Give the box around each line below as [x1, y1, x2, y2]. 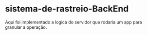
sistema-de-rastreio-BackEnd [5, 3, 129, 14]
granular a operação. [5, 24, 47, 30]
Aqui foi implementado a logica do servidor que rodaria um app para [5, 19, 142, 25]
